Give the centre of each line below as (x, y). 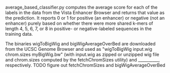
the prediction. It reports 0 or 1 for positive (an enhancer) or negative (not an (85, 18)
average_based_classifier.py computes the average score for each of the (81, 7)
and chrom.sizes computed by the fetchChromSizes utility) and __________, (82, 60)
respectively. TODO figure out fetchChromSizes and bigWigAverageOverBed (85, 65)
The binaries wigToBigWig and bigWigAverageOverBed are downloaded (80, 44)
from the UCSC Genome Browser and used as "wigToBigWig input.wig (79, 49)
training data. (19, 34)
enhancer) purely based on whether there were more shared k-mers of (79, 23)
